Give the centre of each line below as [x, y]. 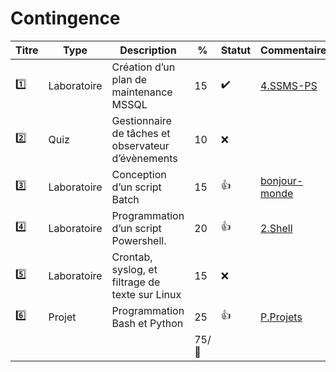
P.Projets [281, 317]
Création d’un [143, 67]
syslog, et [134, 269]
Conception [139, 174]
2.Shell [276, 228]
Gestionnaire [141, 120]
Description [148, 50]
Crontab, [132, 257]
